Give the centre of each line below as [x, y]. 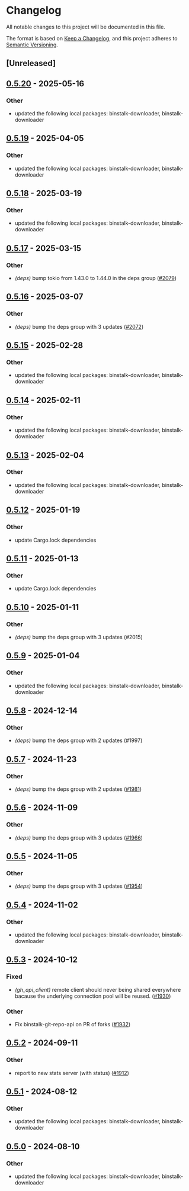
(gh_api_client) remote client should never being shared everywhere [98, 989]
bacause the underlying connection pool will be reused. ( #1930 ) [93, 996]
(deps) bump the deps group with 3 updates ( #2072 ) [79, 326]
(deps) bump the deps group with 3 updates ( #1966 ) [79, 838]
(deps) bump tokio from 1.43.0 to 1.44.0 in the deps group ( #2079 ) [95, 278]
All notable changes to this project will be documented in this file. [86, 27]
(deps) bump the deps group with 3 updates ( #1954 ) [79, 886]
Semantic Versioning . [32, 45]
